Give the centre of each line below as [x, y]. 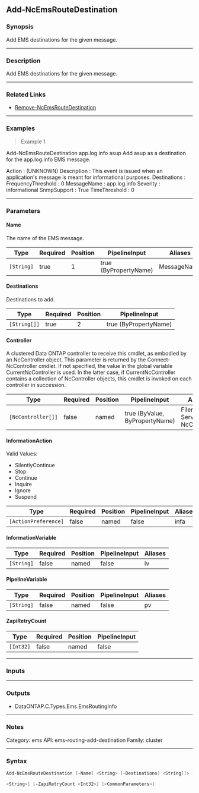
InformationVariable [31, 537]
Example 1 [33, 141]
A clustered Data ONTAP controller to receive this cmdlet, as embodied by [96, 354]
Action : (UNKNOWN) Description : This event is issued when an [84, 171]
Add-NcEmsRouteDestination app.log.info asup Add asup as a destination [96, 153]
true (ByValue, [145, 414]
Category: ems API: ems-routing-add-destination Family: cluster [84, 740]
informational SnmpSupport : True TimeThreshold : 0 [70, 190]
